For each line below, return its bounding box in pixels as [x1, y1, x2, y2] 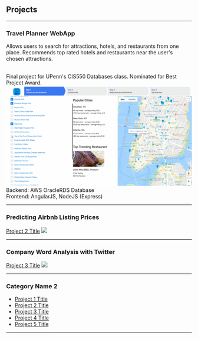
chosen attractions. [6, 56, 53, 63]
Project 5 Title [14, 321, 49, 328]
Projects [6, 5, 38, 15]
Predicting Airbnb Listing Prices [6, 213, 100, 221]
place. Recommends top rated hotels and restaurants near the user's [6, 49, 173, 56]
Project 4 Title [14, 314, 49, 321]
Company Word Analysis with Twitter [6, 247, 115, 256]
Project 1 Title [14, 295, 48, 303]
